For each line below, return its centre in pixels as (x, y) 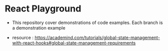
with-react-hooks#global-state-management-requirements (74, 42)
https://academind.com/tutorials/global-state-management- (97, 37)
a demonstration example (39, 27)
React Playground (43, 9)
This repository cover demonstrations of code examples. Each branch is (87, 22)
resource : (23, 37)
